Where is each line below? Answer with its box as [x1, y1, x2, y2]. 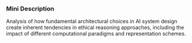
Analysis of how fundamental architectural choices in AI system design [6, 18, 178, 25]
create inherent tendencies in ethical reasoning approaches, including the [6, 24, 184, 31]
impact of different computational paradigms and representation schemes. [6, 30, 186, 37]
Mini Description [6, 5, 55, 13]
